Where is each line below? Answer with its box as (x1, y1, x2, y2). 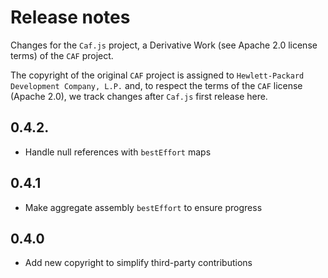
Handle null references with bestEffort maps (24, 146, 212, 158)
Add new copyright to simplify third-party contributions (24, 257, 253, 269)
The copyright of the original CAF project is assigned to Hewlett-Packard (10, 69, 305, 81)
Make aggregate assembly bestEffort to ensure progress (24, 201, 263, 213)
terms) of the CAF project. (10, 49, 114, 61)
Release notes (10, 6, 131, 29)
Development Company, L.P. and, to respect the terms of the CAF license (10, 79, 303, 91)
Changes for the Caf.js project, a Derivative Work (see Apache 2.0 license (10, 39, 318, 51)
